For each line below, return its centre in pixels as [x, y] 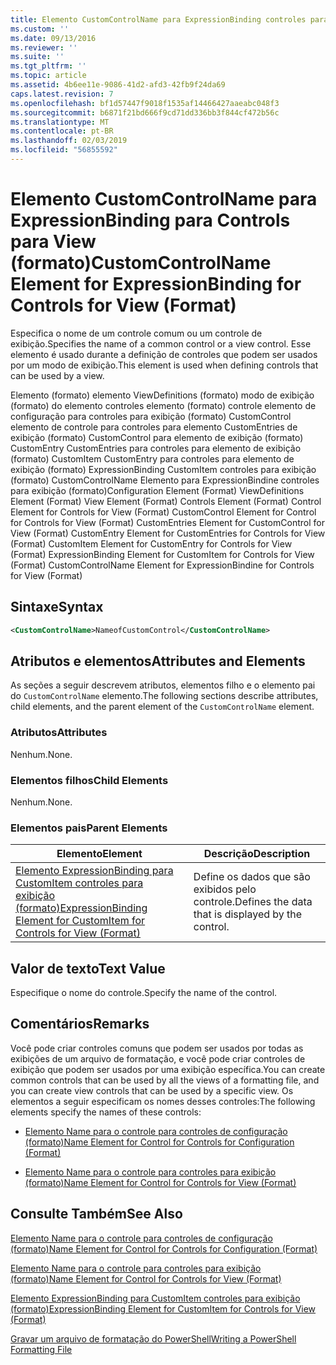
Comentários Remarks [80, 1024]
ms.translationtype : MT [60, 122]
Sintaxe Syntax [57, 607]
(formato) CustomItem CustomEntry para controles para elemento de [152, 458]
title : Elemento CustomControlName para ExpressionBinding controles [158, 19]
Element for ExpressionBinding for [156, 284]
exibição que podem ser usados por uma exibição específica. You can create [168, 1069]
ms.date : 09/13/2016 [53, 38]
